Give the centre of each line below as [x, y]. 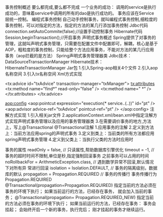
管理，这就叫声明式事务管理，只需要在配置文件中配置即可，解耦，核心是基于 [81, 43]
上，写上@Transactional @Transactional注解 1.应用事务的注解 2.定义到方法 [80, 127]
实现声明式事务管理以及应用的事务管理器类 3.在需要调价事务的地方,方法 [80, 121]
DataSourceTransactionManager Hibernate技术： [54, 62]
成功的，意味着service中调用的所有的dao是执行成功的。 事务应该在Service [80, 13]
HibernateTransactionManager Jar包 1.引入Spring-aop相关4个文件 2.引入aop [81, 68]
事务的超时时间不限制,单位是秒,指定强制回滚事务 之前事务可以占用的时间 [77, 156]
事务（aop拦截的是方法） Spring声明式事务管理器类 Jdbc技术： [68, 56]
